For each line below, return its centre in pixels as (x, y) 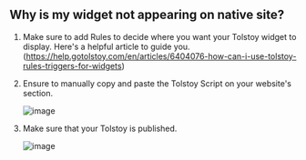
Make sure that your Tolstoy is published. (100, 128)
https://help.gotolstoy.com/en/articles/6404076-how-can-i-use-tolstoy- (161, 56)
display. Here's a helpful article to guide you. (106, 46)
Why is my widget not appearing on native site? (147, 15)
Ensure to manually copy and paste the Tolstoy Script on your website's (157, 83)
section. (38, 93)
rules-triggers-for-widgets (72, 65)
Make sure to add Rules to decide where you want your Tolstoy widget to (159, 36)
